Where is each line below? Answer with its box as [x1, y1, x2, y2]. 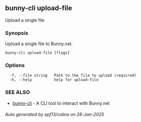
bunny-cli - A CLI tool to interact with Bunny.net [12, 100, 110, 106]
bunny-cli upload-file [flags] [5, 51, 70, 56]
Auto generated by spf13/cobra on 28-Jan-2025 [5, 112, 104, 118]
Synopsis [5, 29, 28, 36]
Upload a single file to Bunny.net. [5, 41, 73, 47]
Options [5, 62, 25, 69]
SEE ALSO [5, 89, 30, 96]
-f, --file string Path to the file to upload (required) [9, 73, 137, 78]
